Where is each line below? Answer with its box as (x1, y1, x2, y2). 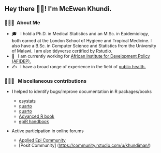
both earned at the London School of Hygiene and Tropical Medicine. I (11, 37, 152, 44)
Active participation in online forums (11, 128, 84, 134)
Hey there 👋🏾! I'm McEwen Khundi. (4, 5, 112, 13)
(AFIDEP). (11, 58, 31, 64)
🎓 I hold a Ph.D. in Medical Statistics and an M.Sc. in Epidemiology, (11, 31, 149, 36)
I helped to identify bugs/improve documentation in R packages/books (11, 88, 152, 94)
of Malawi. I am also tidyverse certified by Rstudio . (11, 48, 113, 54)
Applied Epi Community (18, 137, 66, 143)
